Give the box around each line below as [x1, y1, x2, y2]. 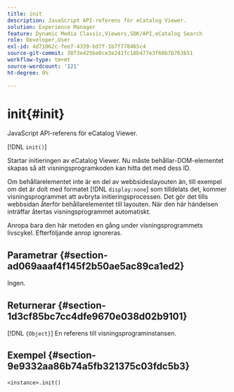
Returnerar [7, 299, 56, 311]
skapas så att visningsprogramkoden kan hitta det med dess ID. [7, 164, 191, 173]
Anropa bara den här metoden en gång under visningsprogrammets [7, 221, 203, 230]
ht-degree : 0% [7, 69, 49, 76]
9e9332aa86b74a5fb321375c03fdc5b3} [7, 360, 190, 372]
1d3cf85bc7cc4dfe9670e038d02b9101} [7, 310, 188, 322]
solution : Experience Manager [7, 23, 96, 30]
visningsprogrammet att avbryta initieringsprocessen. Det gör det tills [7, 192, 209, 201]
